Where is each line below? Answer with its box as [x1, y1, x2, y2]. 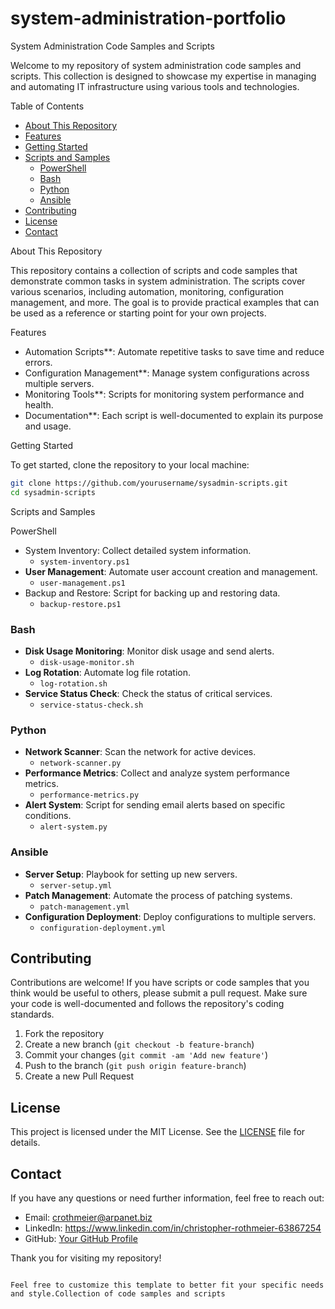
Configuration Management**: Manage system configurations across [24, 367, 310, 379]
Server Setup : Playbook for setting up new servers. [24, 868, 238, 880]
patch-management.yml [39, 902, 130, 912]
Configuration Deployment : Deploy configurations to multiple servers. [24, 910, 317, 922]
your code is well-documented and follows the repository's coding [10, 998, 285, 1010]
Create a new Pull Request [24, 1070, 135, 1082]
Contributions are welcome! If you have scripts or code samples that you [10, 977, 310, 989]
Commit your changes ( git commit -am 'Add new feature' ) [24, 1049, 269, 1061]
